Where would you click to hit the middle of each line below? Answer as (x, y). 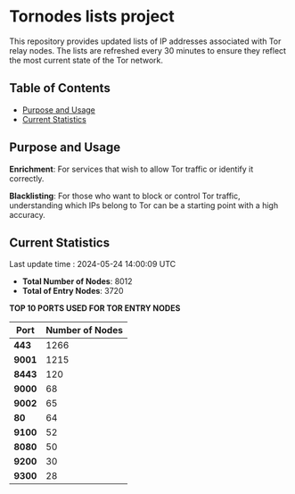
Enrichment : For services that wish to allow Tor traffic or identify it (131, 169)
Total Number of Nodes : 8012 (77, 281)
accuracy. (28, 214)
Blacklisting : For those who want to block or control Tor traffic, (125, 196)
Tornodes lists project (92, 17)
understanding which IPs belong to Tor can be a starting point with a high (144, 205)
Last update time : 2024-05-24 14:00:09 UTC (93, 264)
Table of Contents (60, 88)
